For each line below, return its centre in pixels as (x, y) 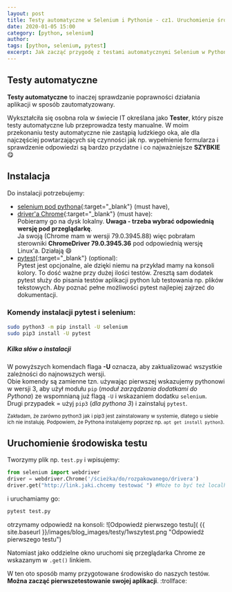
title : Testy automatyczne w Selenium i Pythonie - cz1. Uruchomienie (111, 20)
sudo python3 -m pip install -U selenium (68, 327)
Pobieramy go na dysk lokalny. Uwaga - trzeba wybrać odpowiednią (115, 221)
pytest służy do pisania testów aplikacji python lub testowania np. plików (120, 280)
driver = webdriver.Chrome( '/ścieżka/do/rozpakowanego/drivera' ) (103, 479)
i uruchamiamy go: (33, 499)
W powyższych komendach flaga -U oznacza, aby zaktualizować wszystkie (115, 366)
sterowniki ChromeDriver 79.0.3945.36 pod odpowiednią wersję (110, 243)
